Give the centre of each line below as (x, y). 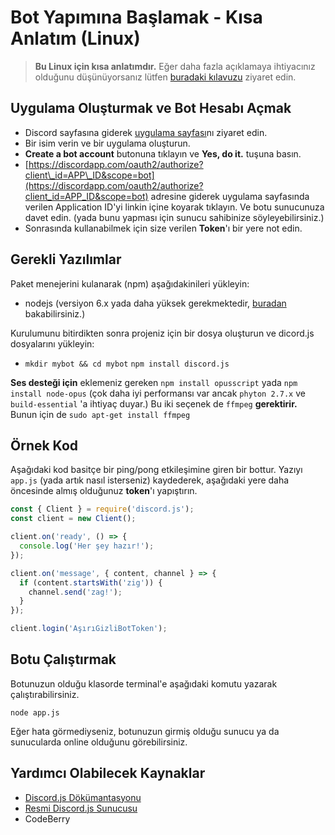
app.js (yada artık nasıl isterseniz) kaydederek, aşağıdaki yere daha (150, 480)
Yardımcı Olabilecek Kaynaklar (108, 773)
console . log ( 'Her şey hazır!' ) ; (87, 546)
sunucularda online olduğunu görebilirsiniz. (99, 742)
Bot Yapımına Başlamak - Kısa (136, 17)
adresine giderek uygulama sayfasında (230, 196)
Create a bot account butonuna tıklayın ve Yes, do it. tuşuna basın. (163, 153)
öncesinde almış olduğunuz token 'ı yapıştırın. (104, 491)
